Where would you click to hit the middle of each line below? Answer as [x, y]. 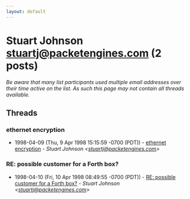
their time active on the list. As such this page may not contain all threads [95, 88]
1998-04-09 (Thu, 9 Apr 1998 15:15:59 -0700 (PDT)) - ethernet [90, 142]
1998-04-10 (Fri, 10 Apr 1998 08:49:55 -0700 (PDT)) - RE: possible [95, 177]
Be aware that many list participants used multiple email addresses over [94, 82]
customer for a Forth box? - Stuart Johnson [67, 183]
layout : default [26, 11]
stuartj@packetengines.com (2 [84, 53]
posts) [22, 66]
